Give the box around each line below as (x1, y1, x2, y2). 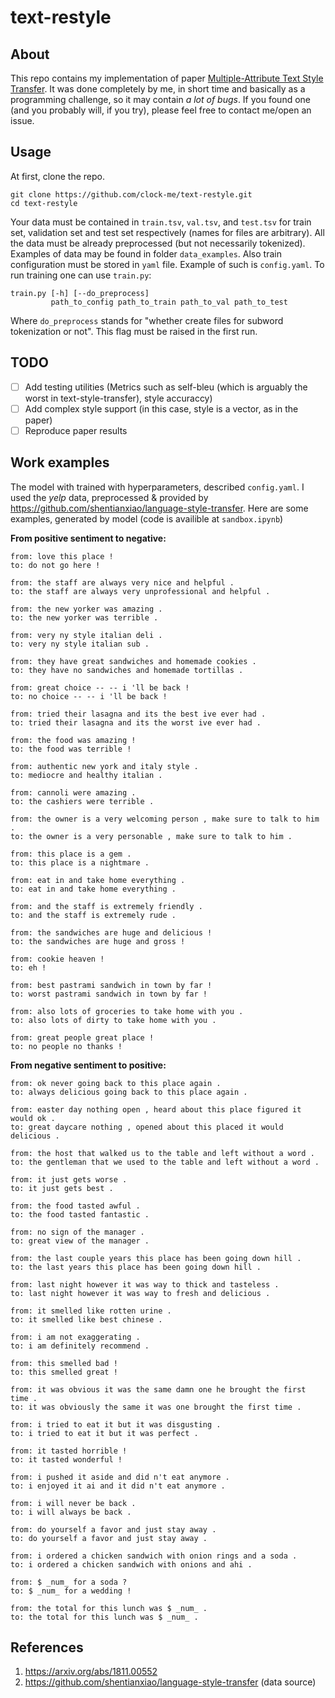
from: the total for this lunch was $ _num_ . (10, 1603, 208, 1613)
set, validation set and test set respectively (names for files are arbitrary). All (10, 226, 325, 238)
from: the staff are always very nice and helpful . (10, 577, 235, 588)
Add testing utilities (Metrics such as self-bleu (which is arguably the (24, 381, 308, 393)
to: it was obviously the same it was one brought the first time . (10, 1402, 302, 1412)
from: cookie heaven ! (10, 954, 105, 964)
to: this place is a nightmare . (10, 857, 150, 868)
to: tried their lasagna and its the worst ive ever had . (10, 717, 262, 728)
